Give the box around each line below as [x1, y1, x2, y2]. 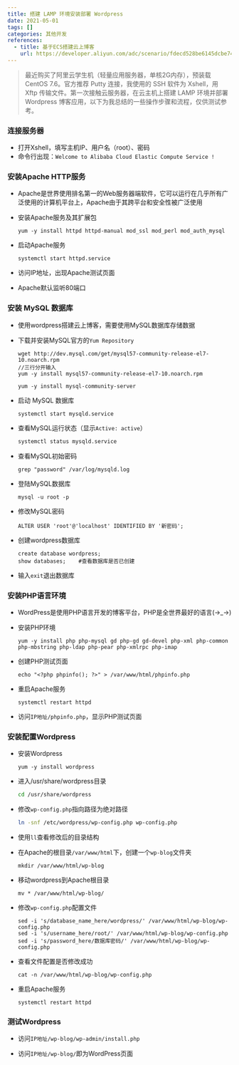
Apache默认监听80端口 [17, 284, 86, 292]
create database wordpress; [17, 550, 101, 557]
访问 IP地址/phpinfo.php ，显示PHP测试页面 [17, 712, 142, 720]
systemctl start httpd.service [17, 255, 111, 262]
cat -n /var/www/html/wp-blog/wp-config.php [17, 971, 152, 978]
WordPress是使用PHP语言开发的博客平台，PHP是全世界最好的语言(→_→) [17, 608, 232, 616]
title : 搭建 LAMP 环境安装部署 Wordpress [7, 10, 123, 18]
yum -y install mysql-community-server [17, 383, 137, 390]
